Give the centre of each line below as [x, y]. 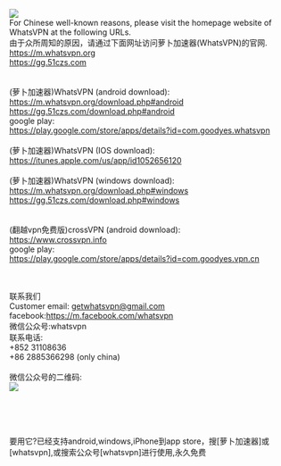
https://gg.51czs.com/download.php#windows [95, 200]
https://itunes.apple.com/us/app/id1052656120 [95, 160]
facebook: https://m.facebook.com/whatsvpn [91, 316]
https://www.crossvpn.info [58, 240]
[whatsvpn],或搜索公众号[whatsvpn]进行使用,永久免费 [108, 452]
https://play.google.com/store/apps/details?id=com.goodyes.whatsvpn [140, 130]
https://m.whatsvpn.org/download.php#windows [99, 191]
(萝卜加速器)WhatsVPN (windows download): [92, 180]
